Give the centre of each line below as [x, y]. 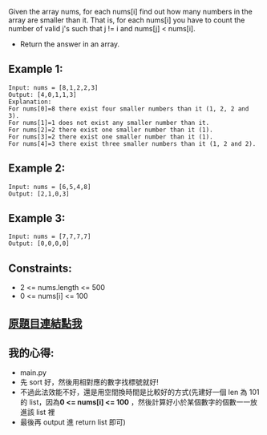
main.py [33, 373]
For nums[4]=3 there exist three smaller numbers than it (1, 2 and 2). [132, 143]
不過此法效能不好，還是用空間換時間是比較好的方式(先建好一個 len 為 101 [140, 393]
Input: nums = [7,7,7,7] [50, 237]
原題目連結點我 [45, 323]
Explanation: [30, 102]
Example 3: [37, 218]
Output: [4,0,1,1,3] [43, 95]
